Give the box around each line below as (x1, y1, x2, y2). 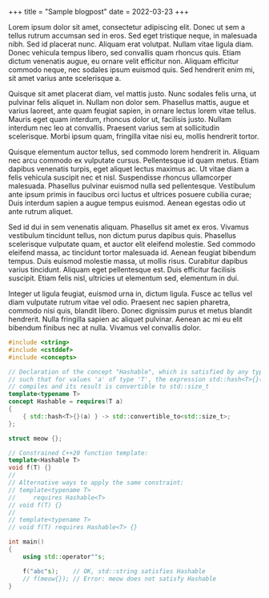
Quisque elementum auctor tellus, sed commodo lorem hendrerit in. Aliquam (8, 147, 260, 156)
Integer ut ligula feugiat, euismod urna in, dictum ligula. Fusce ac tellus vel (8, 289, 253, 298)
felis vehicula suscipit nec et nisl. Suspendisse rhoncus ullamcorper (8, 172, 232, 182)
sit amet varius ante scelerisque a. (8, 74, 122, 83)
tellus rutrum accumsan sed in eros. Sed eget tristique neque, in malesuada (8, 31, 258, 40)
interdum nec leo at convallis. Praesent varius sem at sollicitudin (8, 123, 220, 132)
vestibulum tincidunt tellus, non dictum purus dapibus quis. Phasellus (8, 231, 237, 240)
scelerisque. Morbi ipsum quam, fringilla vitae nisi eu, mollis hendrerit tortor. (8, 131, 259, 141)
